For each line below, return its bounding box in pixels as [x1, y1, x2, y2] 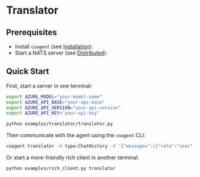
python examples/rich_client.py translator [6, 166, 116, 172]
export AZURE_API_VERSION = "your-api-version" [6, 105, 121, 110]
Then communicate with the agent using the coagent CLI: [6, 132, 146, 139]
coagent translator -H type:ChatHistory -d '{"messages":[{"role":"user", [6, 143, 196, 149]
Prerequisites [6, 27, 57, 37]
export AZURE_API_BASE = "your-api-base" [6, 99, 105, 105]
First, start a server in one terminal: [6, 82, 92, 89]
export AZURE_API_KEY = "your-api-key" [6, 110, 100, 116]
